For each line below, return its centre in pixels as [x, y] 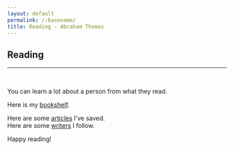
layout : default [31, 14]
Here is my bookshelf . [38, 105]
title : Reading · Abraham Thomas [56, 26]
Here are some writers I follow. [51, 126]
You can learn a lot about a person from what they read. [87, 92]
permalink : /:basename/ [42, 20]
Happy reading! [29, 139]
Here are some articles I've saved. [56, 118]
